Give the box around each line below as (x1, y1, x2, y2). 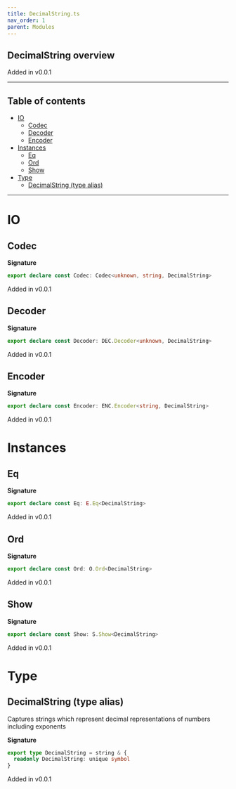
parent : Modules (7, 23, 55, 30)
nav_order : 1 (7, 17, 46, 24)
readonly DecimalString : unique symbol (13, 756, 131, 763)
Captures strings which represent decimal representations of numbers (7, 715, 211, 723)
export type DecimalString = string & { (7, 749, 128, 756)
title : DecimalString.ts (7, 10, 80, 18)
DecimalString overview (7, 49, 115, 61)
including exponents (7, 722, 67, 731)
